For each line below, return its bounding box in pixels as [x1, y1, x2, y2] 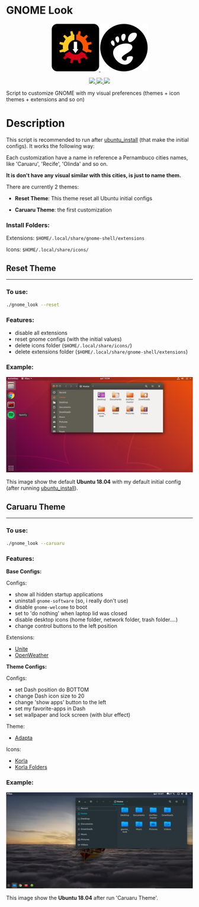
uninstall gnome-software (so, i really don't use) [14, 597, 129, 605]
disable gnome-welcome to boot [14, 603, 88, 611]
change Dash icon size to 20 [14, 692, 85, 700]
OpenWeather [14, 651, 49, 659]
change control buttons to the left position [14, 622, 117, 630]
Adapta [14, 734, 33, 742]
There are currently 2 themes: [6, 183, 79, 190]
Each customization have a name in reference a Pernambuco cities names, [6, 154, 188, 161]
